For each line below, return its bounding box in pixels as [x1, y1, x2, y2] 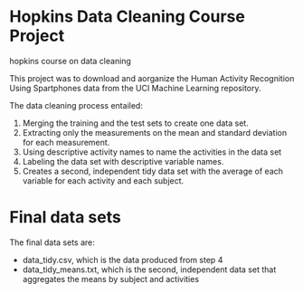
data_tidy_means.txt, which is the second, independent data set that [22, 264, 277, 275]
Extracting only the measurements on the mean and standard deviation [22, 127, 288, 137]
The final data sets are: [9, 237, 95, 248]
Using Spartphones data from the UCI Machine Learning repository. [9, 82, 261, 93]
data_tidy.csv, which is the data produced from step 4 [22, 254, 223, 265]
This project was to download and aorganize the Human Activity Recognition [9, 72, 295, 83]
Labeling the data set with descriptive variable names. [22, 156, 224, 166]
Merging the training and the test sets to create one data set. [22, 118, 249, 128]
